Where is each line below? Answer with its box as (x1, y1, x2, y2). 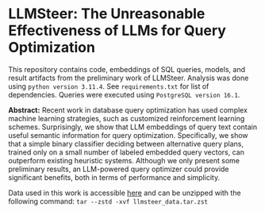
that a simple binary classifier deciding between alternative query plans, (8, 139, 244, 148)
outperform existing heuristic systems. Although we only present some (8, 155, 240, 165)
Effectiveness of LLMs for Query (8, 21, 226, 40)
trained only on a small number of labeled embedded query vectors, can (8, 147, 244, 157)
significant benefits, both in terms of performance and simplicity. (8, 172, 221, 182)
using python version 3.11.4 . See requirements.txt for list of (8, 81, 209, 91)
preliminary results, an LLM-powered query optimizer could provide (8, 164, 229, 174)
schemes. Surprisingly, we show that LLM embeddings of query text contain (8, 122, 258, 132)
